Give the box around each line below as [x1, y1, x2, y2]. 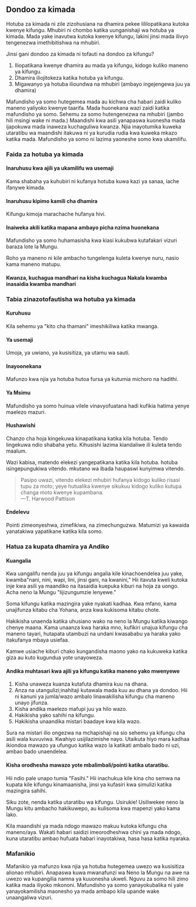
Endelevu [6, 508, 30, 515]
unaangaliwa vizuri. [6, 893, 53, 901]
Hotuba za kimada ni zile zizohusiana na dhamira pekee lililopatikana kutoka [6, 20, 189, 27]
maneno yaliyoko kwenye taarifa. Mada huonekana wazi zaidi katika [6, 104, 170, 111]
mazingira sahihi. [6, 787, 47, 794]
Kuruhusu [6, 309, 31, 316]
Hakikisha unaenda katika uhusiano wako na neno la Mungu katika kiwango [6, 618, 188, 625]
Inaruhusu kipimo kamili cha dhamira [6, 197, 98, 204]
